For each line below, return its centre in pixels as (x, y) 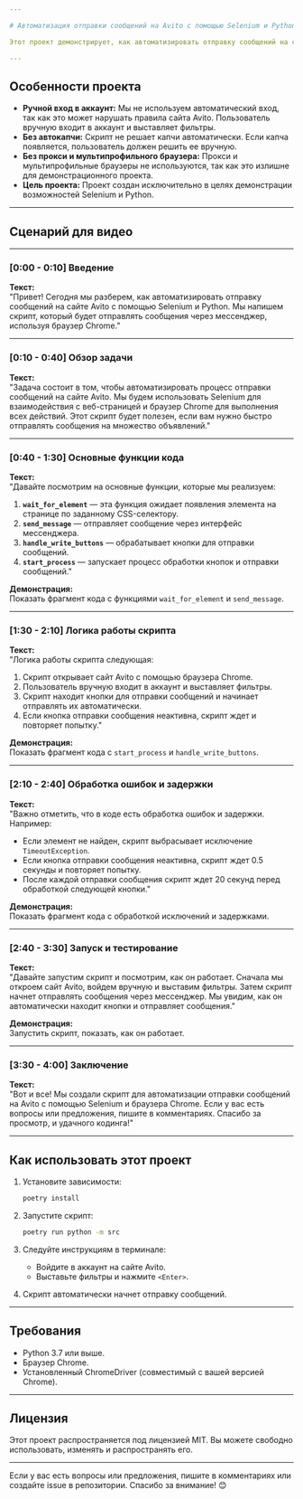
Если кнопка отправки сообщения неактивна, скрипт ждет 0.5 (143, 860)
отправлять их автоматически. (82, 706)
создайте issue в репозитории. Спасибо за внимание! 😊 (118, 1485)
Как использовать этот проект (101, 1160)
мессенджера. (50, 533)
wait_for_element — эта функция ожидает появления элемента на (149, 504)
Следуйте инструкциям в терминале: (94, 1249)
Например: (31, 823)
